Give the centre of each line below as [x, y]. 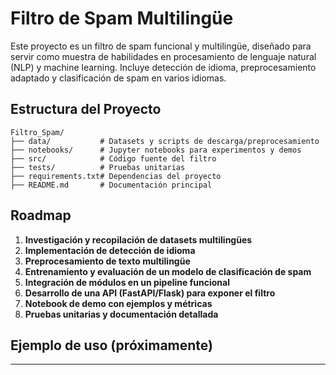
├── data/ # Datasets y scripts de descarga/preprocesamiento [165, 141]
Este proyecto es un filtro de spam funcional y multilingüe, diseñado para [161, 46]
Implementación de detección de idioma [110, 250]
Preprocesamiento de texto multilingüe [107, 261]
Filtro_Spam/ [37, 132]
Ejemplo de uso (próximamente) [111, 345]
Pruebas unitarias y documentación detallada [121, 314]
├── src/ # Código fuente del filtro [113, 158]
